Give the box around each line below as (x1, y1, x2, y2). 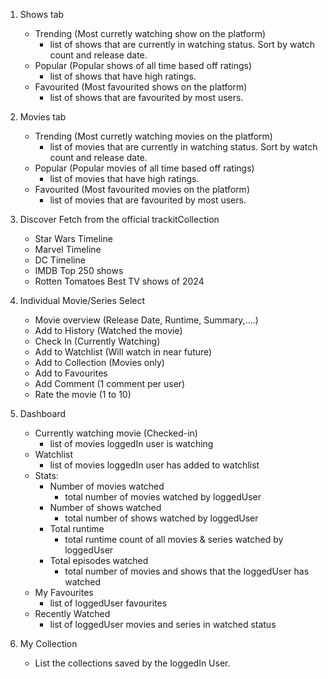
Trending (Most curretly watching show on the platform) (34, 28, 267, 39)
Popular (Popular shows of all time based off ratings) (34, 60, 253, 71)
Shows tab (19, 9, 65, 20)
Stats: (34, 470, 59, 481)
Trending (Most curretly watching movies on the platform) (34, 130, 273, 142)
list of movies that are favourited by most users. (49, 194, 247, 206)
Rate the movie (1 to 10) (34, 389, 132, 400)
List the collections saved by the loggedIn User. (34, 657, 231, 669)
